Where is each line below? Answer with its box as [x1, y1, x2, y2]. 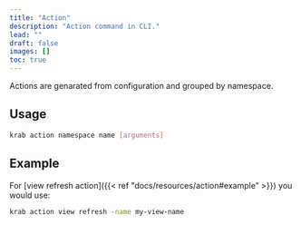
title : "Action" [9, 13, 71, 23]
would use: [9, 190, 51, 201]
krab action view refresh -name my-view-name [9, 207, 184, 216]
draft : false [9, 38, 59, 48]
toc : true [9, 55, 47, 64]
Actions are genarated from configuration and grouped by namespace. [9, 81, 274, 91]
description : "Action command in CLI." [9, 22, 160, 31]
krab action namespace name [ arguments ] [9, 131, 165, 140]
